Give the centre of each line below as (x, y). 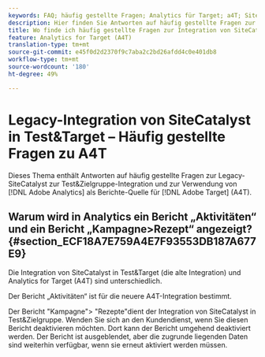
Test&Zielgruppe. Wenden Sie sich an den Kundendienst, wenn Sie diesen (128, 320)
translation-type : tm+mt (49, 45)
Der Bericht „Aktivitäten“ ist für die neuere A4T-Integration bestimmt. (120, 296)
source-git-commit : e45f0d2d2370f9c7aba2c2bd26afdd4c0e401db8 (112, 52)
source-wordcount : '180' (49, 67)
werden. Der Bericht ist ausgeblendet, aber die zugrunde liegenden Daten (128, 337)
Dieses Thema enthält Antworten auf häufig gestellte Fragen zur (112, 175)
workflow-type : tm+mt (44, 60)
